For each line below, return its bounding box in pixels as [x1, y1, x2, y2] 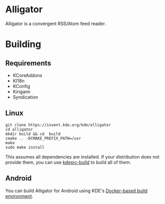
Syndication [12, 94, 38, 100]
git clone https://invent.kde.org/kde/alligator [5, 122, 111, 127]
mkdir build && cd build [5, 131, 60, 137]
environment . [5, 193, 33, 199]
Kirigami [12, 88, 31, 95]
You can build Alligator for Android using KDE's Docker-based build [5, 188, 148, 194]
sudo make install [5, 145, 45, 150]
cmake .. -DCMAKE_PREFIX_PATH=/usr [5, 135, 81, 141]
